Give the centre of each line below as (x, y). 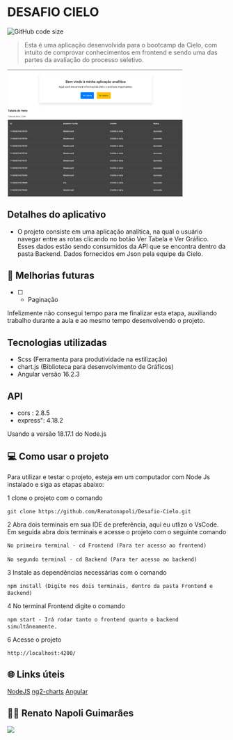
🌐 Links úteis (36, 675)
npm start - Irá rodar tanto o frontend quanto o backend (93, 619)
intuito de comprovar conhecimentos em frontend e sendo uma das (121, 52)
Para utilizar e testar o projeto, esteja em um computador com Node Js (109, 477)
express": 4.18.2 (40, 421)
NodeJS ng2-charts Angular (48, 691)
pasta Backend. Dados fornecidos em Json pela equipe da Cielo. (110, 254)
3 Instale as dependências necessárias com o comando (87, 572)
